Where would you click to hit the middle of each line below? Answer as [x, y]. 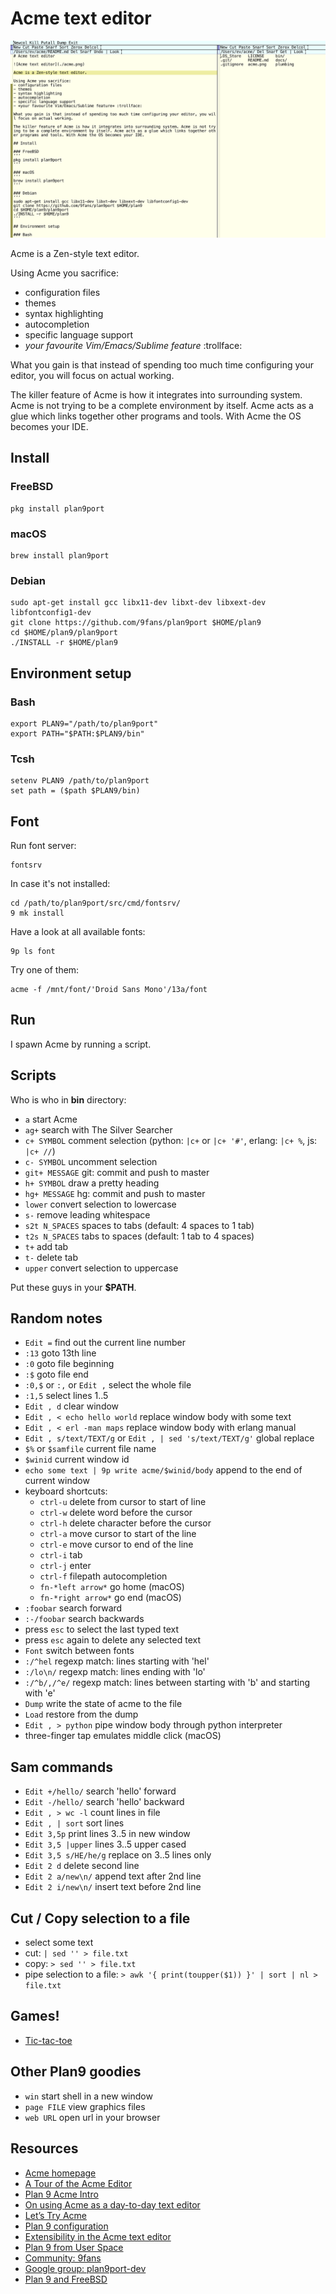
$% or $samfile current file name [90, 1449]
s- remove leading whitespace [87, 1214]
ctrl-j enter [65, 1566]
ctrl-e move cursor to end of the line [116, 1544]
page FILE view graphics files [85, 2106]
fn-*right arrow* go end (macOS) [110, 1598]
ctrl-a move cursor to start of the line [118, 1534]
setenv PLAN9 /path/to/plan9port [80, 781]
